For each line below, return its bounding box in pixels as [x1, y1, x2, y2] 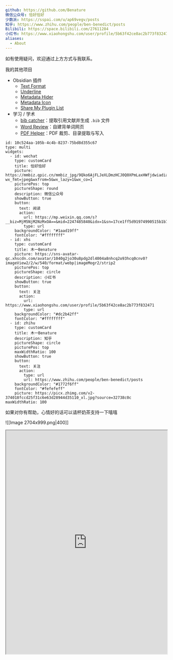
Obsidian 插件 [12, 77, 42, 83]
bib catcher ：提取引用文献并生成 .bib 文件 [20, 117, 110, 123]
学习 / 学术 [12, 111, 35, 117]
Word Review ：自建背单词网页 [20, 123, 84, 129]
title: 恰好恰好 [14, 163, 46, 169]
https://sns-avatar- [35, 251, 79, 256]
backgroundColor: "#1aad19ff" [14, 228, 79, 233]
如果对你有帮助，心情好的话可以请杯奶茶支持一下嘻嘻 [5, 409, 118, 415]
